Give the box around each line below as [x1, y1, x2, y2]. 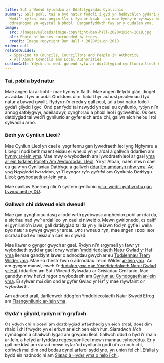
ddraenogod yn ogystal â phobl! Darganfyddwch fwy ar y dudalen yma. [9, 20, 154, 26]
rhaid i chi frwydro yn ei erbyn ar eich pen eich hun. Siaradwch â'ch [5, 326, 142, 332]
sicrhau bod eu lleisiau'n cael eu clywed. [5, 232, 87, 239]
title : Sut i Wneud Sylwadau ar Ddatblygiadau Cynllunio [5, 7, 123, 12]
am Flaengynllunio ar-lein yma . [5, 298, 67, 304]
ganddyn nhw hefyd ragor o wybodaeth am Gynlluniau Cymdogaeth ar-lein [5, 273, 156, 279]
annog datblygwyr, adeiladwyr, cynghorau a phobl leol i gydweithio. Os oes [5, 109, 156, 115]
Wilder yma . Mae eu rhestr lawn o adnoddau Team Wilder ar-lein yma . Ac [5, 258, 153, 264]
